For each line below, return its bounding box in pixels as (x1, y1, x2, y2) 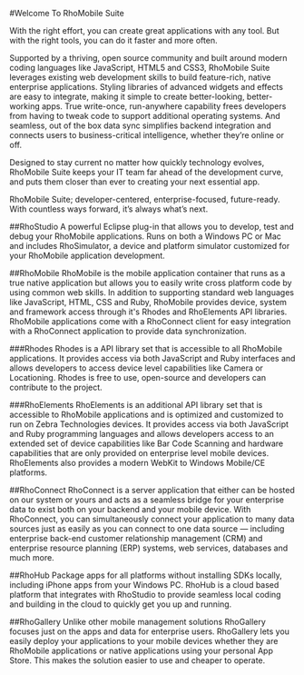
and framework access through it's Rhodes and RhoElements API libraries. (9, 306, 288, 317)
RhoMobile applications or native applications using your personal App (9, 645, 274, 656)
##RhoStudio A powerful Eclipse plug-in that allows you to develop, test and (9, 222, 295, 232)
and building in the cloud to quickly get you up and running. (9, 599, 232, 610)
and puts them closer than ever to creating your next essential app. (9, 176, 260, 187)
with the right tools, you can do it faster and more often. (9, 35, 218, 45)
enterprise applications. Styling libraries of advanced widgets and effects (9, 82, 284, 92)
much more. (9, 552, 54, 562)
